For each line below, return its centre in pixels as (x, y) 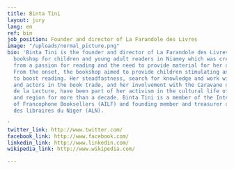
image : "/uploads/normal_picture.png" (63, 46)
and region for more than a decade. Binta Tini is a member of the (114, 98)
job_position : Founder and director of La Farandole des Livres (102, 40)
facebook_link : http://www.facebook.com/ (68, 136)
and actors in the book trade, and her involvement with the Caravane (118, 85)
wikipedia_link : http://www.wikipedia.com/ (71, 149)
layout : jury (26, 20)
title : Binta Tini (34, 14)
